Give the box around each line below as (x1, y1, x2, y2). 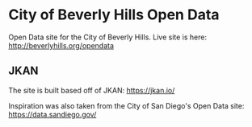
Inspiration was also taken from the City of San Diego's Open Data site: (8, 100, 245, 110)
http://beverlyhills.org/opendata (8, 40, 115, 50)
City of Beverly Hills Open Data (8, 6, 220, 24)
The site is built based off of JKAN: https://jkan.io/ (8, 85, 175, 95)
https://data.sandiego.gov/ (8, 109, 97, 119)
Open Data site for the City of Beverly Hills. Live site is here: (8, 32, 208, 42)
